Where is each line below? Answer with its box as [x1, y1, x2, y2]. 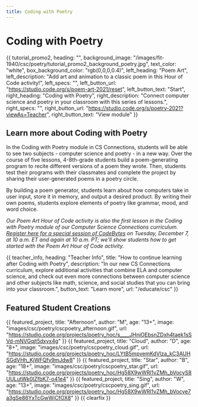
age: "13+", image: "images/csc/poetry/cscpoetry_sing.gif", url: [6, 381, 160, 389]
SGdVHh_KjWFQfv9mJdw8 [6, 356, 73, 364]
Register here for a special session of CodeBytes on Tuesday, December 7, [6, 230, 189, 237]
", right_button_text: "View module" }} [46, 111, 138, 118]
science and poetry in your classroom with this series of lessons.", [6, 98, 168, 105]
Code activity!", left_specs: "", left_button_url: [6, 79, 117, 86]
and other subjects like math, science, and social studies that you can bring [6, 279, 190, 286]
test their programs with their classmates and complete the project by [6, 169, 176, 176]
